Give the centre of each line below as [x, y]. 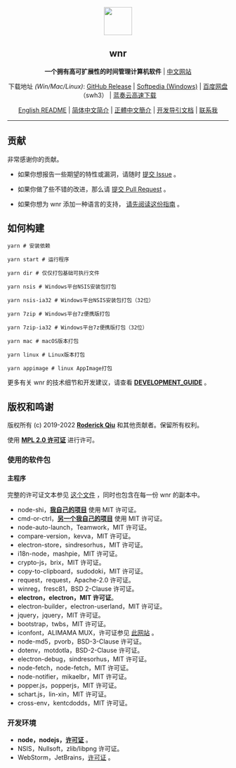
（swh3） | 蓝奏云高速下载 [118, 95]
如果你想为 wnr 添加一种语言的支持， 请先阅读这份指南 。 [100, 204]
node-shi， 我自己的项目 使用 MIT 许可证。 [79, 510]
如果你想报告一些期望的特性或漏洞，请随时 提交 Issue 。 [99, 174]
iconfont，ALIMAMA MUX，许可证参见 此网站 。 [87, 633]
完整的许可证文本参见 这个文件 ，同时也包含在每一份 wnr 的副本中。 [105, 495]
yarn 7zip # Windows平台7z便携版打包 [59, 314]
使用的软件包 [29, 460]
